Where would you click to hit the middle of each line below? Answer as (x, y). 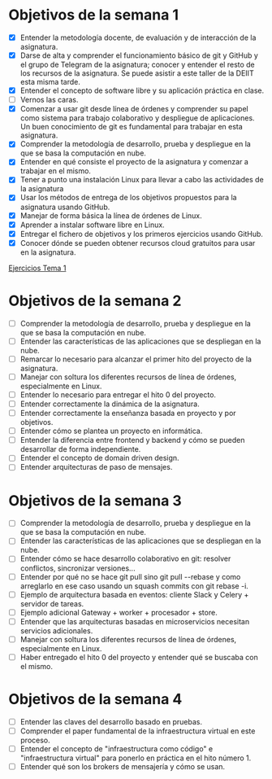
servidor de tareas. (52, 603)
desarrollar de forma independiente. (80, 449)
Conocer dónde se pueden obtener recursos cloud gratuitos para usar (138, 243)
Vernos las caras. (49, 100)
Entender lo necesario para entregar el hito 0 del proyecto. (118, 394)
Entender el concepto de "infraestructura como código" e (117, 748)
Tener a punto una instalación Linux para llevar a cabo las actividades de (142, 180)
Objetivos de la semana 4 (95, 700)
